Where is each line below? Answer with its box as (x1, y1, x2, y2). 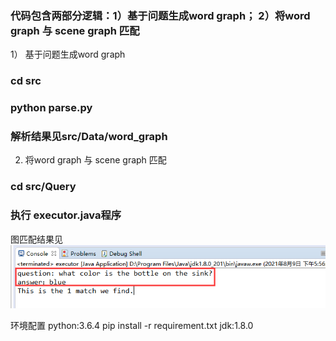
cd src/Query (10, 180, 77, 194)
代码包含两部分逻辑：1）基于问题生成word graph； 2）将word (10, 8, 311, 22)
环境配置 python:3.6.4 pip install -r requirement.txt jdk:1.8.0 (10, 319, 254, 331)
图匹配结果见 (10, 233, 63, 245)
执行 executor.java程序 (10, 208, 122, 222)
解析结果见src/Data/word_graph (10, 130, 168, 144)
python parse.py (10, 101, 93, 115)
